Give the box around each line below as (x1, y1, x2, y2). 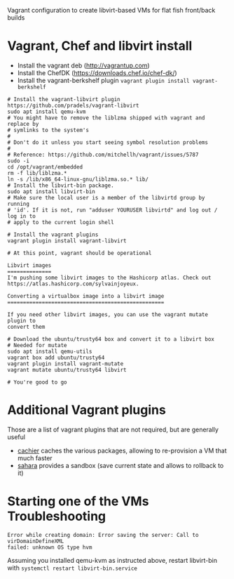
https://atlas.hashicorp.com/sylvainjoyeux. (7, 280, 139, 287)
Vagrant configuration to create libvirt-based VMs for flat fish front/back (7, 6, 216, 14)
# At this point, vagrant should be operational (7, 249, 152, 256)
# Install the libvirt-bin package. (7, 182, 114, 189)
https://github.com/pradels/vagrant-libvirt (7, 102, 139, 109)
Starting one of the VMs (7, 493, 149, 509)
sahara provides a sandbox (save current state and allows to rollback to (17, 461, 224, 469)
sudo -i (7, 157, 30, 164)
